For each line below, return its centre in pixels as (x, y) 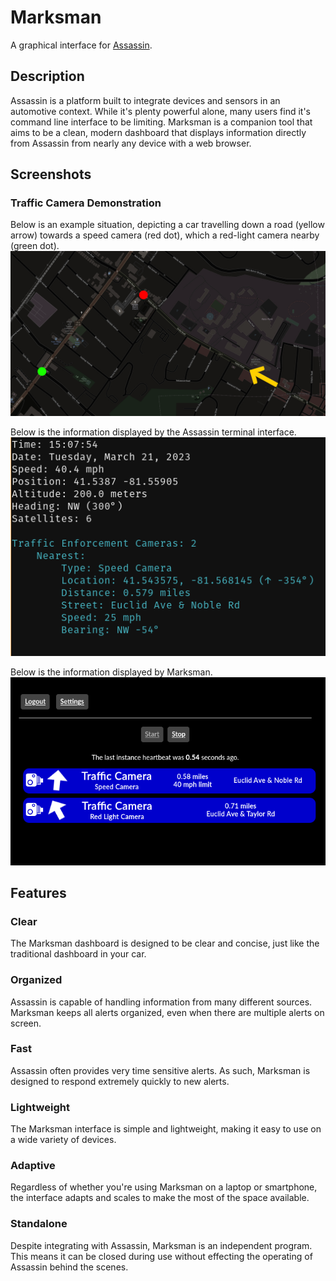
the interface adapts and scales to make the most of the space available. (160, 1198)
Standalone (39, 1224)
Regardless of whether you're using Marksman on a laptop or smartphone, (164, 1187)
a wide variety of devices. (63, 1140)
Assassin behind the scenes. (69, 1267)
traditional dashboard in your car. (78, 954)
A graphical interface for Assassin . (81, 45)
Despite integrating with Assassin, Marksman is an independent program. (161, 1245)
